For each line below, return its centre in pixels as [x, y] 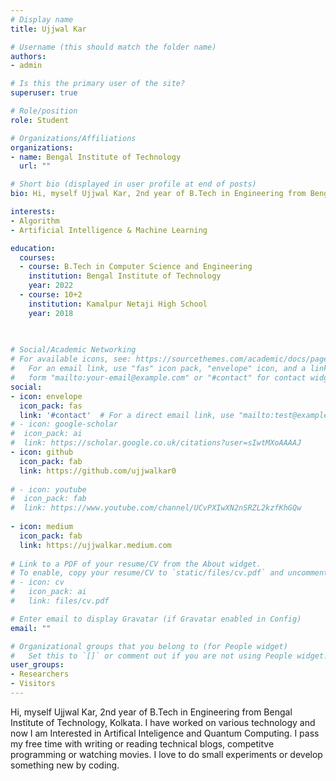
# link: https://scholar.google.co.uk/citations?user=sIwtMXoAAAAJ [156, 443]
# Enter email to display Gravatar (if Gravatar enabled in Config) [156, 619]
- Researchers [40, 674]
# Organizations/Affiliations [73, 138]
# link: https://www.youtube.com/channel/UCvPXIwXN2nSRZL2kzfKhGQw [156, 508]
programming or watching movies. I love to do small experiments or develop [166, 754]
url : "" [35, 166]
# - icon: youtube [48, 489]
